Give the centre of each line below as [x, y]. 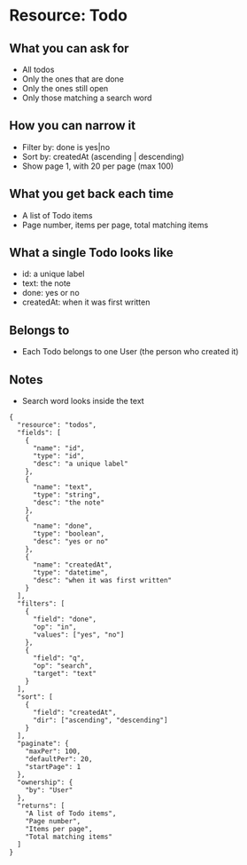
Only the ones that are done [73, 79]
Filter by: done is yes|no [66, 147]
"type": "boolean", [68, 534]
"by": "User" [49, 790]
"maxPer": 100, [53, 751]
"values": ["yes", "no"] [78, 635]
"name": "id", [59, 448]
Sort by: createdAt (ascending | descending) [103, 156]
